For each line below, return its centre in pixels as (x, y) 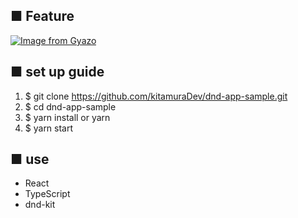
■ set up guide (57, 72)
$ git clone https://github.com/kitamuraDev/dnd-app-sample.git (156, 96)
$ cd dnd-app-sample (70, 106)
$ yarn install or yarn (67, 117)
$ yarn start (49, 128)
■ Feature (42, 16)
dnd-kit (40, 205)
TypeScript (47, 194)
